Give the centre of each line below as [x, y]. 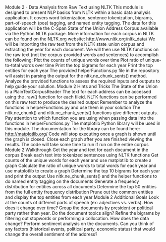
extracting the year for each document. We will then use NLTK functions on [82, 49]
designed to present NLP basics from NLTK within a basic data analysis [78, 12]
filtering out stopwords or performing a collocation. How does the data [77, 218]
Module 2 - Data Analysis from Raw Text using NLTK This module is [74, 7]
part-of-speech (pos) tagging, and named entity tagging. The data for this [81, 23]
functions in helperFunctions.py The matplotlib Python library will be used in [83, 123]
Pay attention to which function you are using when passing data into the [80, 118]
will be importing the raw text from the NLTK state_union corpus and [75, 44]
